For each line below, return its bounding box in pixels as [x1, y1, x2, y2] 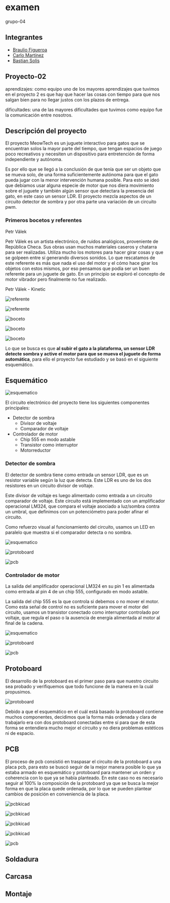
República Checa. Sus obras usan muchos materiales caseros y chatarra [5, 243, 157, 250]
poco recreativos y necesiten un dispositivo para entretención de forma [5, 151, 155, 157]
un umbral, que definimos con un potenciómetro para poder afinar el [5, 508, 149, 514]
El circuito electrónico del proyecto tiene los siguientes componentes [5, 399, 150, 406]
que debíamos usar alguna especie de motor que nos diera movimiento [5, 182, 154, 188]
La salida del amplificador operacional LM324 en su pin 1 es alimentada [5, 583, 155, 589]
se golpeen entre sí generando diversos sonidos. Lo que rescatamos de [5, 254, 156, 261]
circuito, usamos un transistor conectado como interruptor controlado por [5, 609, 160, 615]
